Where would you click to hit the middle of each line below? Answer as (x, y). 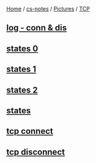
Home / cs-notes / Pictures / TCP (48, 9)
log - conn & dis (37, 28)
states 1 (21, 69)
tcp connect (30, 131)
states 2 (22, 90)
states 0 (22, 48)
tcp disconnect (36, 152)
